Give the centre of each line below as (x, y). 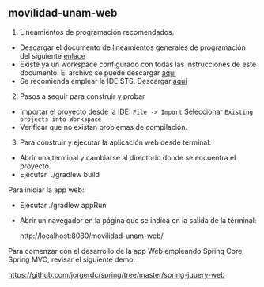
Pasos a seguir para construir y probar (82, 96)
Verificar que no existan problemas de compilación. (104, 127)
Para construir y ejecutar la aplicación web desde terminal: (115, 142)
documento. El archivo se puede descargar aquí (98, 72)
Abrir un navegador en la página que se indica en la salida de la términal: (138, 220)
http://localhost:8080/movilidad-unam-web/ (91, 236)
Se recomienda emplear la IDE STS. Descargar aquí (103, 81)
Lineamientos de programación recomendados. (97, 32)
